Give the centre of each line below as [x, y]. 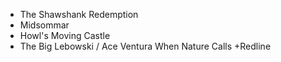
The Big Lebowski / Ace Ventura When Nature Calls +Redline [145, 46]
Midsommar [44, 25]
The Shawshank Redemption [79, 14]
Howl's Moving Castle [65, 35]
